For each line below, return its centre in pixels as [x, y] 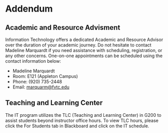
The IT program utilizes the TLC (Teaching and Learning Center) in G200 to [83, 115]
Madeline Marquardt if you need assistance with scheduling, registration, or [84, 50]
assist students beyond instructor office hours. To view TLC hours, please [82, 120]
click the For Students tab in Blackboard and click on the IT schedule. [77, 126]
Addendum [29, 9]
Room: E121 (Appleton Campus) [45, 76]
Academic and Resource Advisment [63, 28]
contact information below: [33, 61]
